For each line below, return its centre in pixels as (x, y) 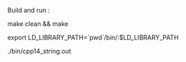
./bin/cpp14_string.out (39, 51)
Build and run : (29, 10)
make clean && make (38, 24)
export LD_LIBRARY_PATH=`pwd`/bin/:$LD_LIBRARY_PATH (93, 37)
